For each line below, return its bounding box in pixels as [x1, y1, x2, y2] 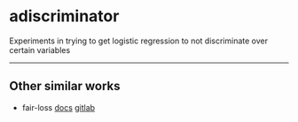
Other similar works [9, 79, 122, 94]
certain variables [9, 44, 71, 55]
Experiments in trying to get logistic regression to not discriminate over [9, 35, 269, 46]
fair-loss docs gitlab [21, 102, 96, 112]
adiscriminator [9, 6, 120, 27]
